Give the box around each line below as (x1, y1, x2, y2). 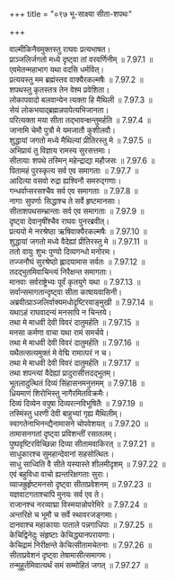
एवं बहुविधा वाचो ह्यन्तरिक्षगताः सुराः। (9, 468, 109, 479)
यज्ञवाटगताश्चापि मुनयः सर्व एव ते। (9, 489, 105, 499)
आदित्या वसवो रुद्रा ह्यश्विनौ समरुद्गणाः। (9, 175, 122, 186)
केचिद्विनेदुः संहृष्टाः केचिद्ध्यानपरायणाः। (9, 530, 116, 540)
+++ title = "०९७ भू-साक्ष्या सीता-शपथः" (9, 9, 133, 19)
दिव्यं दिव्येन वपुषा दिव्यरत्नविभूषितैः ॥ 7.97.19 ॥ (9, 398, 144, 408)
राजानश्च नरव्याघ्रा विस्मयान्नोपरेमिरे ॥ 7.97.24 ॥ (9, 499, 148, 510)
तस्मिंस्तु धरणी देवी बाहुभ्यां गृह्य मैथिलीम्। (9, 408, 123, 418)
